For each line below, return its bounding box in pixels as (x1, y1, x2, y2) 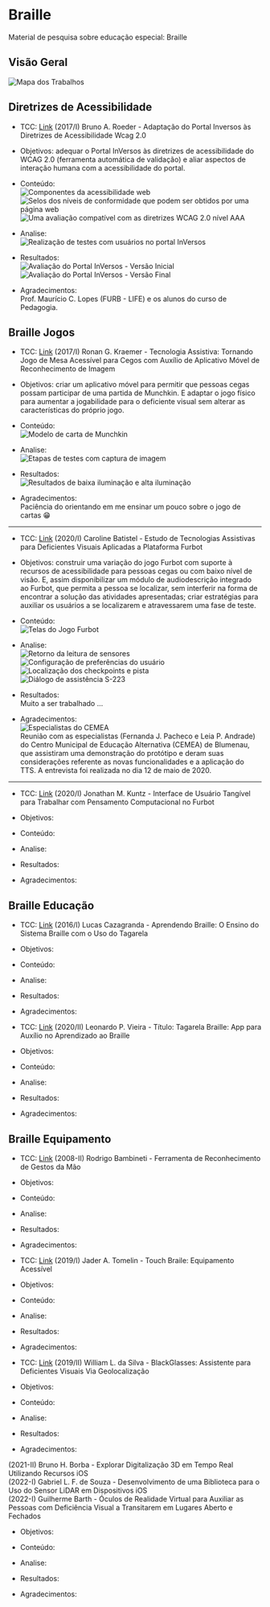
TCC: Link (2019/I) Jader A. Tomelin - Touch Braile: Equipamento (19, 1256, 235, 1265)
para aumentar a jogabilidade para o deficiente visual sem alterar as (19, 397, 246, 407)
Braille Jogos (8, 325, 75, 339)
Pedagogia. (19, 302, 59, 312)
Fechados (8, 1511, 42, 1521)
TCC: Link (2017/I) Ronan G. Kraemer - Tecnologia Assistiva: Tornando (19, 347, 254, 357)
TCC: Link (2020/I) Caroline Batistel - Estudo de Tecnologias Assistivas (19, 534, 256, 543)
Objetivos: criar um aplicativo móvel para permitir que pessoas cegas (19, 380, 250, 390)
